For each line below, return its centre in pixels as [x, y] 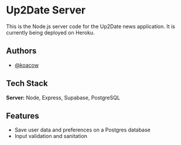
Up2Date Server [46, 10]
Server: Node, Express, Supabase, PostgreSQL [63, 98]
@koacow [27, 65]
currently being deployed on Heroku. [50, 32]
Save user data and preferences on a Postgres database [83, 130]
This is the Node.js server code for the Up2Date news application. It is [91, 26]
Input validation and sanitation [51, 136]
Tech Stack [27, 83]
